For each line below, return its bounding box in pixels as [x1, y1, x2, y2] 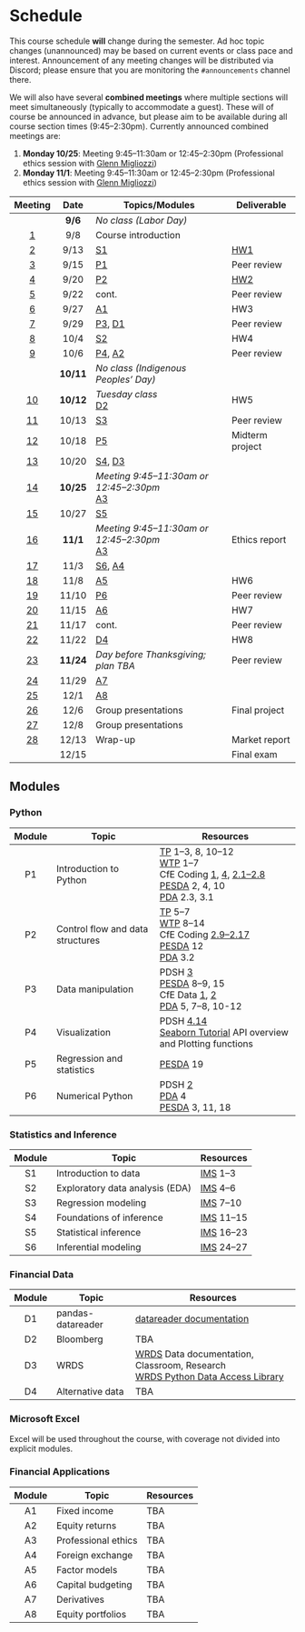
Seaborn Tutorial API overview [159, 1026, 289, 1038]
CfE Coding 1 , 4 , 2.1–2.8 [159, 867, 266, 880]
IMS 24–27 [200, 1240, 248, 1253]
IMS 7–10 [200, 1196, 242, 1209]
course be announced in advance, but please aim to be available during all [9, 111, 288, 122]
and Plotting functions [159, 1037, 254, 1050]
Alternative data [55, 1386, 124, 1398]
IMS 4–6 [200, 1181, 236, 1194]
